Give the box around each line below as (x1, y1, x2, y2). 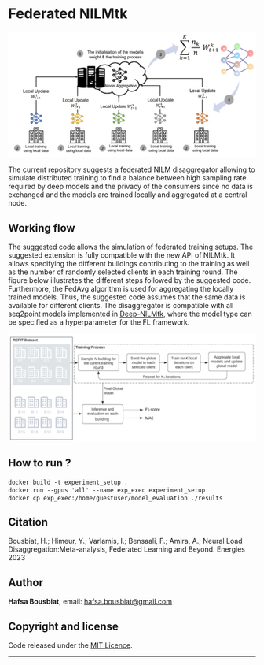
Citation (8, 515, 49, 529)
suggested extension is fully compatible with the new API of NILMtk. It (8, 251, 236, 260)
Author (8, 576, 43, 589)
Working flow (8, 221, 76, 235)
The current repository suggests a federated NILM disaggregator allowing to (8, 165, 255, 174)
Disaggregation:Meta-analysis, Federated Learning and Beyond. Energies (8, 544, 246, 554)
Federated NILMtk (8, 5, 128, 23)
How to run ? (8, 456, 71, 470)
